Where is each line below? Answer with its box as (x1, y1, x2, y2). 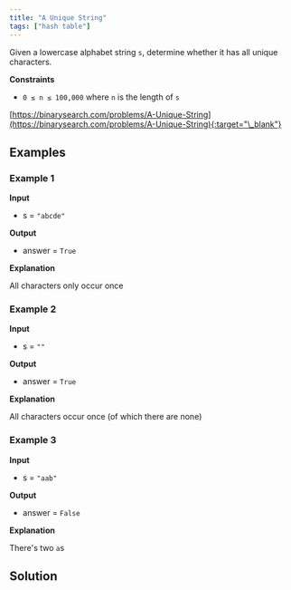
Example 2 (9, 303, 57, 315)
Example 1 (9, 171, 55, 184)
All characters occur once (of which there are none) (9, 411, 202, 422)
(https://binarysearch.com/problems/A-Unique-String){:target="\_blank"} (9, 119, 282, 130)
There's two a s (9, 542, 65, 553)
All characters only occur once (9, 280, 124, 291)
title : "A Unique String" (9, 13, 107, 23)
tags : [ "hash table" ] (9, 22, 91, 31)
